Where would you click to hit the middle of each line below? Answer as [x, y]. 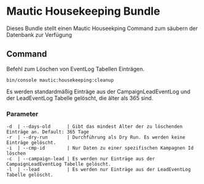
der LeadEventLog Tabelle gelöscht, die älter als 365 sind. [80, 98]
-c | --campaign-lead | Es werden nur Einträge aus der [81, 159]
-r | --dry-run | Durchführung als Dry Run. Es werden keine [96, 137]
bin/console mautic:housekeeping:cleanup [60, 80]
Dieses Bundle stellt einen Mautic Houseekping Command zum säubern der [102, 28]
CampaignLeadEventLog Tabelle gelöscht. [59, 164]
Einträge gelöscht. [31, 143]
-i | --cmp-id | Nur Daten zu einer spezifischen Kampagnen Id [100, 148]
